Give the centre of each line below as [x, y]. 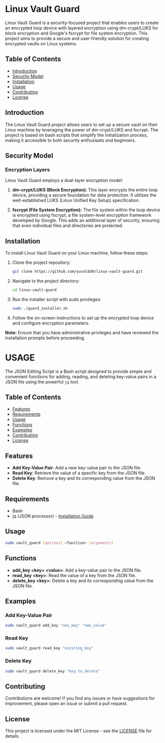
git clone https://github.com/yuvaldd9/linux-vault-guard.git [77, 272]
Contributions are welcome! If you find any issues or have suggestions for [80, 698]
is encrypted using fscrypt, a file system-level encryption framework [82, 215]
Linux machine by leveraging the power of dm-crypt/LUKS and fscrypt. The [82, 129]
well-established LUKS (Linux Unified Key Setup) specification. [76, 200]
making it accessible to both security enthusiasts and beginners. [71, 140]
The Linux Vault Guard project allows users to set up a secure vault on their [81, 125]
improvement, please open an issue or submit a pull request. [66, 704]
